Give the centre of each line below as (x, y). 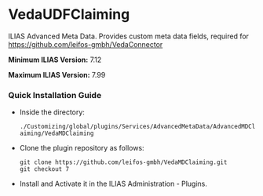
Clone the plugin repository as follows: (82, 148)
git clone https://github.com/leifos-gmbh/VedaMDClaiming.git (123, 162)
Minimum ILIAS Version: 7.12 (55, 60)
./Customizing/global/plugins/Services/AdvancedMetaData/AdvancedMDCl (137, 127)
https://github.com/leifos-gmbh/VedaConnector (86, 44)
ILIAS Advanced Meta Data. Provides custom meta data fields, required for (129, 36)
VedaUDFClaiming (69, 15)
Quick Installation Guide (55, 95)
